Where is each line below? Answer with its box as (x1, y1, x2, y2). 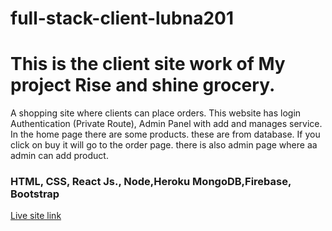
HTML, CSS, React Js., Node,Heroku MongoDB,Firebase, (10, 175, 292, 189)
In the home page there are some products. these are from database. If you (10, 128, 321, 141)
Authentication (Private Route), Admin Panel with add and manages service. (10, 118, 323, 130)
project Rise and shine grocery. (10, 74, 276, 97)
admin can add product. (10, 150, 109, 162)
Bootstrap (10, 187, 60, 201)
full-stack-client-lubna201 (10, 7, 234, 30)
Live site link (10, 210, 62, 222)
